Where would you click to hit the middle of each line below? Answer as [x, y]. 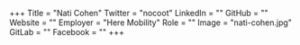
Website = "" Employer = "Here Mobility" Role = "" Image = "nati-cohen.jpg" [151, 22]
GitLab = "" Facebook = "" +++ [67, 32]
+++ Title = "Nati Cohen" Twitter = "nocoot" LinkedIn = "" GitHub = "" [139, 13]
